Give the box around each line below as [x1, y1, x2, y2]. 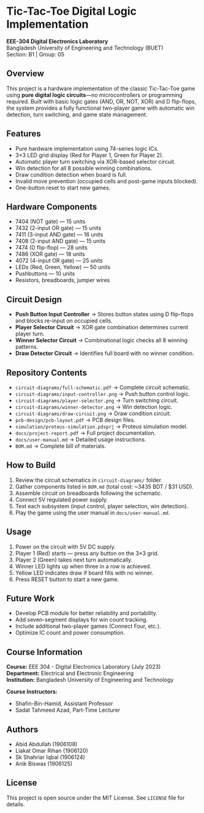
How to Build [6, 460, 56, 470]
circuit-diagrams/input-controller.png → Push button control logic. [15, 391, 191, 397]
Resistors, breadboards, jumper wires [15, 277, 110, 284]
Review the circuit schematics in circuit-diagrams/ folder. [15, 476, 162, 484]
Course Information [6, 647, 83, 657]
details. [6, 800, 25, 807]
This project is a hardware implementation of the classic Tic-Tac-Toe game [6, 85, 195, 92]
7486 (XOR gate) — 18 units [15, 250, 86, 258]
